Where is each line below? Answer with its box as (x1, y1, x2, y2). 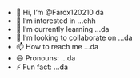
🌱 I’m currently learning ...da (15, 25, 110, 33)
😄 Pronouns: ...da (15, 53, 76, 63)
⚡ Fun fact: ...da (15, 62, 69, 72)
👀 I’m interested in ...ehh (15, 16, 96, 25)
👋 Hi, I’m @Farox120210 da (15, 8, 104, 17)
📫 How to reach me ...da (15, 42, 98, 51)
